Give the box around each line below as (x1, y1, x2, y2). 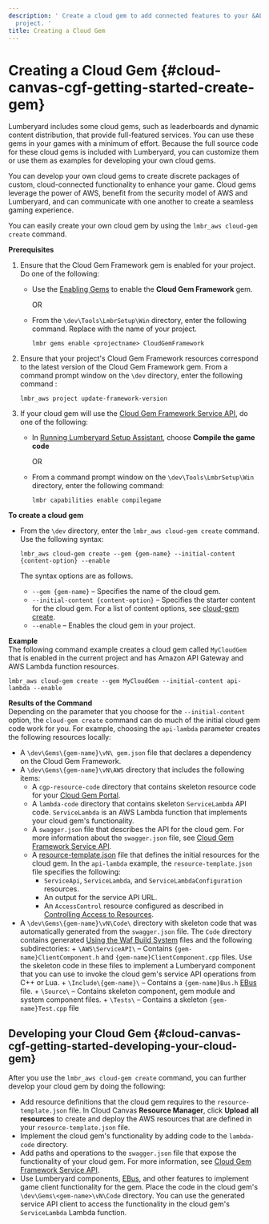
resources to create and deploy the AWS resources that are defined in (19, 1114, 252, 1124)
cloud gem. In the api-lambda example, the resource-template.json (31, 858, 253, 868)
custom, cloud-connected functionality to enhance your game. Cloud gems (8, 180, 256, 189)
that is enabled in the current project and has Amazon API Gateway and (8, 653, 244, 663)
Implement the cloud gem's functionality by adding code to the (19, 1131, 228, 1141)
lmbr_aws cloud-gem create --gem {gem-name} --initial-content (19, 550, 236, 558)
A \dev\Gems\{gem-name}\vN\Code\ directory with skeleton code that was (19, 919, 258, 928)
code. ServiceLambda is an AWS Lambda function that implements (31, 807, 247, 818)
